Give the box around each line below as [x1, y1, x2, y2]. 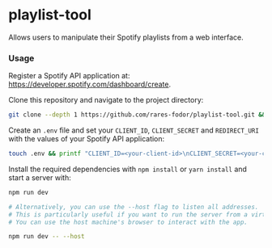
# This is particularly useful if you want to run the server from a [8, 210, 249, 219]
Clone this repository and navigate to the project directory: [8, 95, 204, 105]
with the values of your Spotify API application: [8, 134, 165, 144]
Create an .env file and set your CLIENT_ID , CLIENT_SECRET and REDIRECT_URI [8, 125, 259, 135]
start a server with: [8, 172, 71, 183]
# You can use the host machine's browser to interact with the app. [8, 218, 249, 226]
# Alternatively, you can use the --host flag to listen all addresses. [8, 203, 259, 211]
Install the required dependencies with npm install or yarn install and [8, 164, 247, 174]
